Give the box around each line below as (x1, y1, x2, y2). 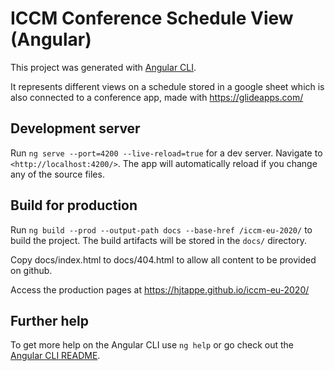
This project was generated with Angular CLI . (10, 61, 197, 73)
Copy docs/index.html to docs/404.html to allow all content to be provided (10, 253, 317, 266)
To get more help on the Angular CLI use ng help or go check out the (10, 339, 294, 351)
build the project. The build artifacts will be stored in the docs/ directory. (10, 234, 307, 246)
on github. (10, 264, 53, 276)
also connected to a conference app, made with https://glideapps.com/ (10, 91, 304, 103)
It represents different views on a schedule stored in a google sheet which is (10, 80, 325, 92)
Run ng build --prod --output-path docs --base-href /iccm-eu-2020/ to (10, 223, 313, 236)
